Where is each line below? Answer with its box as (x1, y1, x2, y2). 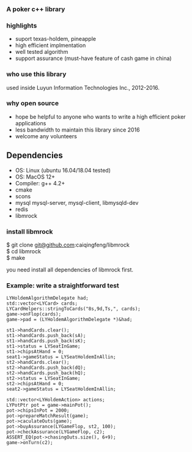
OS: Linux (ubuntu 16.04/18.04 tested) (15, 166, 111, 174)
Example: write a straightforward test (6, 281, 119, 289)
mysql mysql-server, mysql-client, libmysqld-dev (15, 199, 139, 206)
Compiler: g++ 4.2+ (15, 179, 65, 187)
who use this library (6, 70, 67, 78)
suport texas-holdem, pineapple (15, 35, 97, 43)
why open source (6, 99, 59, 108)
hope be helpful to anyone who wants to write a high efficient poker (15, 113, 186, 120)
